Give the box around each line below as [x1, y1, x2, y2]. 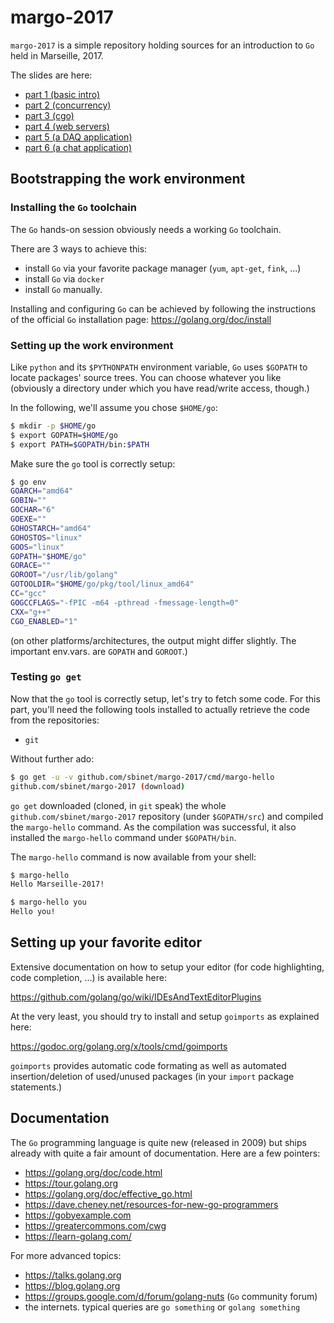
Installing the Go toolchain [10, 201, 137, 215]
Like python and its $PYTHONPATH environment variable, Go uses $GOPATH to [10, 361, 308, 373]
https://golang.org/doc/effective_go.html [24, 1187, 193, 1200]
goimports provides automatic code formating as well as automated [10, 1059, 287, 1071]
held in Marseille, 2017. [10, 49, 104, 61]
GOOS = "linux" [10, 542, 65, 552]
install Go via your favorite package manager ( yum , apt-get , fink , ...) [24, 262, 302, 274]
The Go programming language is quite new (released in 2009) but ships [10, 1136, 307, 1148]
